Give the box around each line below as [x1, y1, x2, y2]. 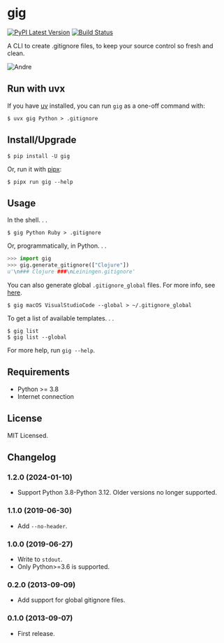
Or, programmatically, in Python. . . [7, 241, 107, 250]
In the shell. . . [7, 215, 47, 225]
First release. [17, 629, 55, 637]
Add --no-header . [17, 521, 68, 530]
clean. [7, 49, 25, 57]
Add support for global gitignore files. [17, 596, 126, 605]
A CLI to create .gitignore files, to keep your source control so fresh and [7, 41, 214, 50]
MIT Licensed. [7, 431, 49, 439]
